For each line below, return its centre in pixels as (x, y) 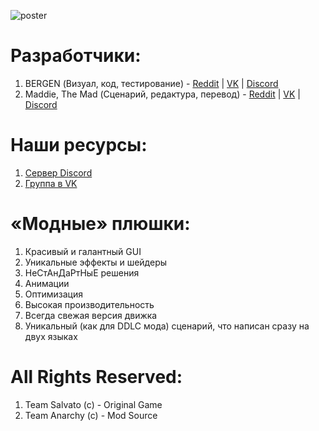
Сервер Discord (58, 172)
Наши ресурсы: (79, 145)
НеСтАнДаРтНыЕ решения (82, 272)
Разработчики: (76, 56)
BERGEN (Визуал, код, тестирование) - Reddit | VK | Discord (151, 83)
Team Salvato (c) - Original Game (93, 404)
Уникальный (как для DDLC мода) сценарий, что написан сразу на (167, 326)
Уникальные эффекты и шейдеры (96, 262)
